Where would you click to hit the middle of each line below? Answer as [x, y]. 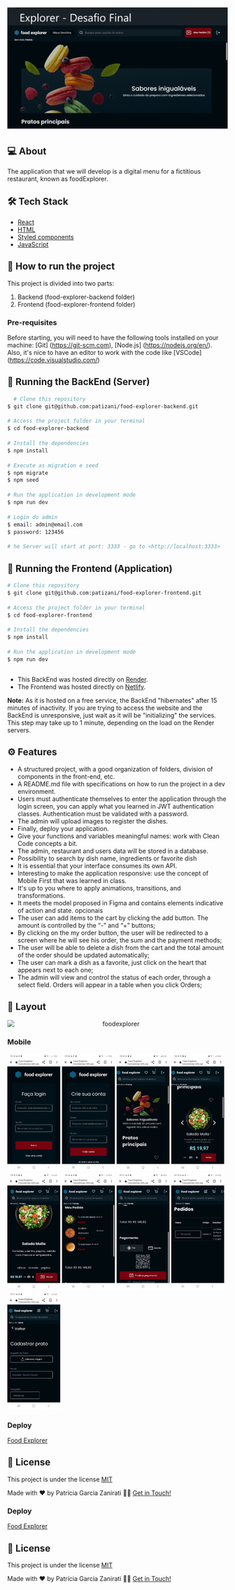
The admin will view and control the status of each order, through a [114, 977]
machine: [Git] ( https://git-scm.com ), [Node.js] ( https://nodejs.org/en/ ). [110, 345]
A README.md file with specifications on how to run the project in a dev [121, 783]
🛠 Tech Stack [38, 202]
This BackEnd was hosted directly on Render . [83, 680]
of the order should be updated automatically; [83, 955]
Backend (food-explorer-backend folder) [76, 297]
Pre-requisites [32, 322]
